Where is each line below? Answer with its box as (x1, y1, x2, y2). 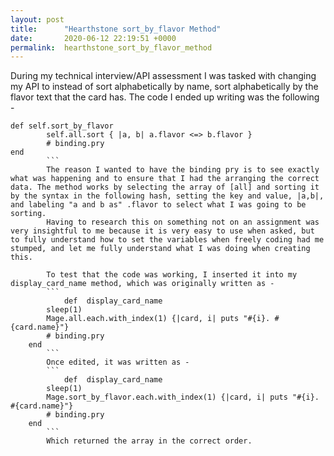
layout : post (10, 14, 65, 25)
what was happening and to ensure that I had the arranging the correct (10, 174, 320, 184)
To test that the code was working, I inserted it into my (46, 270, 298, 280)
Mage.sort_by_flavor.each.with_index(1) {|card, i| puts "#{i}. (46, 392, 320, 403)
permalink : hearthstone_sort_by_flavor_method (10, 42, 213, 53)
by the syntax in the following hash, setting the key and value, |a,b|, (10, 191, 325, 201)
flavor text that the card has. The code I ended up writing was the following (10, 91, 320, 103)
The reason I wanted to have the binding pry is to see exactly (46, 165, 320, 175)
